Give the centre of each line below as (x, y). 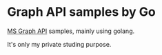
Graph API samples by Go (82, 12)
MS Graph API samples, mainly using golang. (71, 31)
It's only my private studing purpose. (59, 44)
